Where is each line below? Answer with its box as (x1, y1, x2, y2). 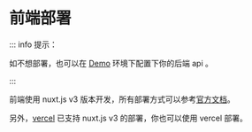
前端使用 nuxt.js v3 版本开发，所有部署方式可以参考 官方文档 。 (9, 94, 236, 105)
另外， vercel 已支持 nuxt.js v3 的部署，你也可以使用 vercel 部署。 (9, 113, 248, 123)
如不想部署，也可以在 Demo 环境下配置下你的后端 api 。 (9, 58, 214, 68)
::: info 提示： (9, 39, 57, 50)
